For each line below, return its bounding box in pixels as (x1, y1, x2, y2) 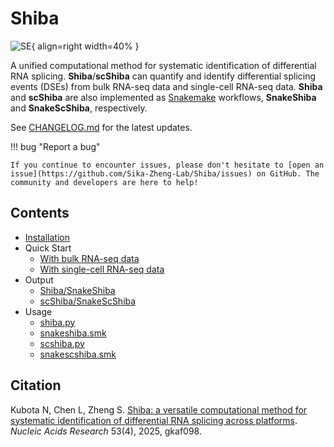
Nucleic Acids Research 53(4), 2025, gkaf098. (10, 425, 202, 437)
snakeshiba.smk (39, 327, 107, 339)
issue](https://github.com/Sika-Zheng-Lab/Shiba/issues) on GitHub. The (10, 168, 320, 179)
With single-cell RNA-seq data (39, 263, 165, 275)
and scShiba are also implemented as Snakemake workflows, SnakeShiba (10, 91, 317, 103)
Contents (10, 205, 70, 222)
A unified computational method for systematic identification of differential (10, 59, 317, 71)
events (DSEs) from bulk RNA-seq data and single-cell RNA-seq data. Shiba (10, 80, 323, 92)
